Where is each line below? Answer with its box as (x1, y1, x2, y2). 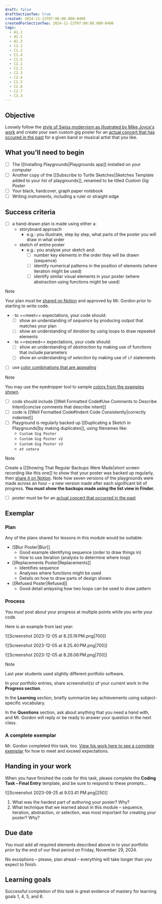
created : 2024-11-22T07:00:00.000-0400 (5, 16, 86, 21)
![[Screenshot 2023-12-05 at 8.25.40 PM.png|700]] (5, 642, 108, 648)
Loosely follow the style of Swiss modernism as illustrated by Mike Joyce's (5, 124, 155, 130)
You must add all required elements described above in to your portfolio (5, 842, 148, 848)
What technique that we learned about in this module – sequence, (12, 804, 144, 810)
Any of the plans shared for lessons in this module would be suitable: (5, 535, 143, 541)
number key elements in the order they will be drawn (33, 252, 139, 258)
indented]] (12, 414, 33, 420)
